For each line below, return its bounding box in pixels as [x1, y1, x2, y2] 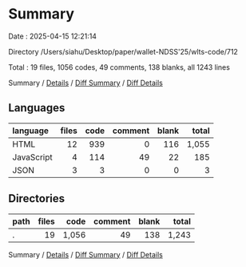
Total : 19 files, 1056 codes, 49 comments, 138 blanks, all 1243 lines [8, 62, 230, 72]
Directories [8, 192, 65, 205]
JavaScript [12, 152, 54, 163]
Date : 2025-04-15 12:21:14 [8, 31, 97, 41]
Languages [8, 101, 65, 115]
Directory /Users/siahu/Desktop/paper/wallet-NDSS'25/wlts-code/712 [8, 47, 238, 56]
